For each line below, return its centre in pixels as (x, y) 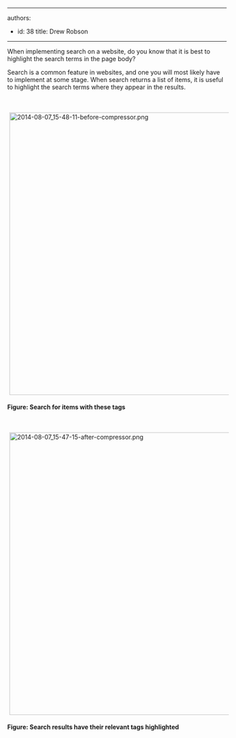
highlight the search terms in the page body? (71, 59)
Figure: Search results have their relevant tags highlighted (93, 727)
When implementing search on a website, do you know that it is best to (109, 51)
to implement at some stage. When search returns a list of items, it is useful (116, 80)
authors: (19, 18)
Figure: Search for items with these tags (66, 407)
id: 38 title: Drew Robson (53, 31)
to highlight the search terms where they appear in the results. (96, 87)
